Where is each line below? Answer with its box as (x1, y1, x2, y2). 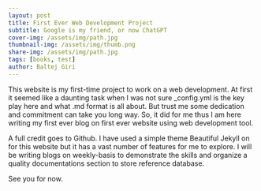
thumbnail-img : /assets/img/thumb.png (8, 41, 136, 49)
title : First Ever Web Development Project (8, 19, 154, 27)
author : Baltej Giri (8, 63, 76, 71)
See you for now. (8, 174, 63, 183)
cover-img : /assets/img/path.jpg (8, 33, 118, 42)
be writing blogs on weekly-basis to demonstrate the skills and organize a (8, 150, 248, 159)
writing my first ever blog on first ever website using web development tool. (8, 118, 254, 127)
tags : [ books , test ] (8, 56, 76, 64)
